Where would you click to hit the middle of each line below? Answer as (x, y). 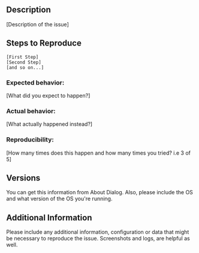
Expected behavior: (35, 82)
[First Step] (22, 57)
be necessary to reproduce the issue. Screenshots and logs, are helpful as (98, 239)
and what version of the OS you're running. (59, 199)
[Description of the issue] (37, 24)
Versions (23, 178)
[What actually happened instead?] (49, 124)
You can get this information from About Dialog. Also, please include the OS (100, 192)
